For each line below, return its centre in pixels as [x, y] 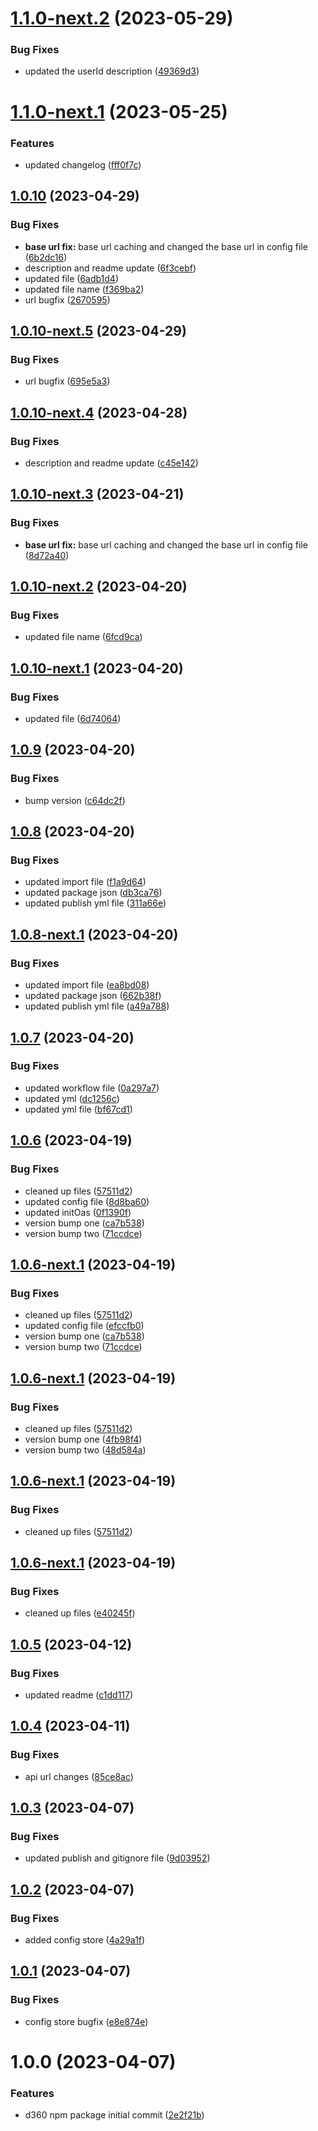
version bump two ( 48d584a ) [85, 1449]
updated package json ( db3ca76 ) [93, 893]
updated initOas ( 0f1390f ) [78, 1212]
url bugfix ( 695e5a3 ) [67, 381]
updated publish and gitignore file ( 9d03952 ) [117, 1858]
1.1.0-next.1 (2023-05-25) [119, 111]
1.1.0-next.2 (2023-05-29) [122, 18]
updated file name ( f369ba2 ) [84, 289]
